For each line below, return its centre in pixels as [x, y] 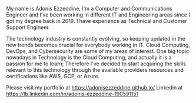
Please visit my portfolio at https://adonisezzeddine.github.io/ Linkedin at [94, 87]
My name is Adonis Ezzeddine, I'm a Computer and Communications [89, 9]
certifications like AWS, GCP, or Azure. [53, 76]
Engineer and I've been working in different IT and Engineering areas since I [98, 15]
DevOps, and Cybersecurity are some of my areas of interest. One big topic [98, 51]
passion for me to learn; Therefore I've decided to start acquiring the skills [96, 64]
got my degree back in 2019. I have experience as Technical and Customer [97, 21]
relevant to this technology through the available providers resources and [95, 70]
